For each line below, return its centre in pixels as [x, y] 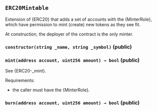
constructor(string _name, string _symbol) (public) [69, 47]
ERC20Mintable [27, 8]
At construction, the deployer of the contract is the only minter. [69, 34]
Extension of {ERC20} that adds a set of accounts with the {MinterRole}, [79, 19]
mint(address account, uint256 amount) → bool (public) [72, 60]
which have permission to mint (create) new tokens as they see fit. [73, 24]
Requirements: [20, 80]
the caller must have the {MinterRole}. [51, 90]
